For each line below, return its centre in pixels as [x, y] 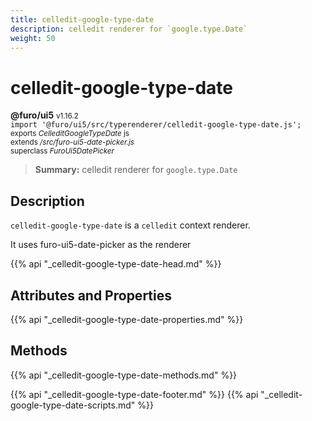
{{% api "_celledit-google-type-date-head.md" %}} [116, 264]
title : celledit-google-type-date [82, 19]
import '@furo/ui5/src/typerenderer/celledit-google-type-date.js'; [156, 125]
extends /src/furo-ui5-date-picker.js [72, 142]
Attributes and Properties [91, 295]
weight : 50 [33, 38]
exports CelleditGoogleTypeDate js [70, 134]
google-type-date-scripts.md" [73, 405]
